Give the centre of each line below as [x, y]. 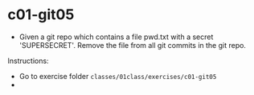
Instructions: [28, 61]
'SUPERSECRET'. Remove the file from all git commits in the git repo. [133, 45]
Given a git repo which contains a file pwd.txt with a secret [116, 37]
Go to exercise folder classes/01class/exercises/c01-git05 [118, 76]
